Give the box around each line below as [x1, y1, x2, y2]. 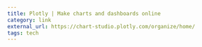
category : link [7, 17, 52, 23]
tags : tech [7, 29, 39, 37]
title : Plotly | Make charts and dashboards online [7, 10, 161, 17]
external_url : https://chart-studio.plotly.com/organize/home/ [7, 23, 196, 30]
